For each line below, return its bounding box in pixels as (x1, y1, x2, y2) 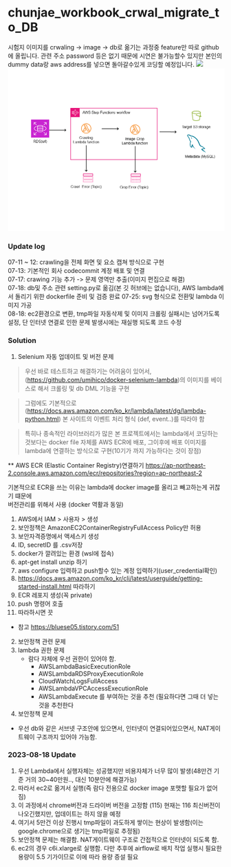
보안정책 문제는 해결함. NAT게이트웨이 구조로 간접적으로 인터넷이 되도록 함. (17, 835, 219, 844)
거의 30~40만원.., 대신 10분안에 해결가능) (25, 775, 137, 783)
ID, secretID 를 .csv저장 (17, 540, 83, 549)
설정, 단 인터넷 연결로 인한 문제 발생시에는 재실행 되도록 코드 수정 (8, 318, 182, 327)
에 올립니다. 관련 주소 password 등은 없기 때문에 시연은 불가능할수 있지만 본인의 (8, 52, 223, 60)
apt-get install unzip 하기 (17, 558, 88, 566)
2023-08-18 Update (8, 750, 76, 760)
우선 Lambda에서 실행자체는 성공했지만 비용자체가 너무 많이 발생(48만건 (17, 767, 212, 775)
